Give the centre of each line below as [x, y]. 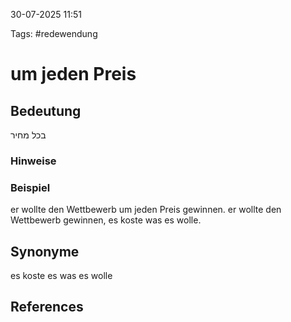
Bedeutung [46, 110]
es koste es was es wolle [61, 276]
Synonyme [45, 251]
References [47, 307]
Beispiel [30, 187]
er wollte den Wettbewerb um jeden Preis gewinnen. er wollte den [146, 210]
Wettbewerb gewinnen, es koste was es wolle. [106, 220]
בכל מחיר [28, 135]
